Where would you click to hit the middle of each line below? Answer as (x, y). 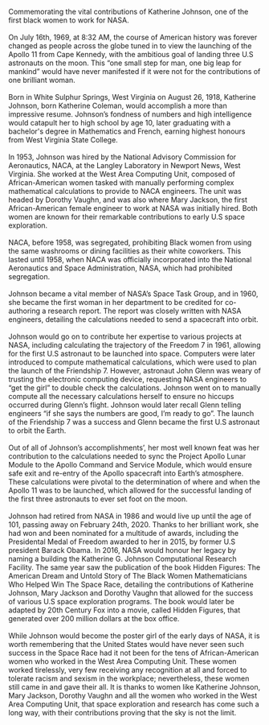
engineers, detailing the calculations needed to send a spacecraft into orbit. (133, 319)
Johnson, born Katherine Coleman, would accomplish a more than (118, 105)
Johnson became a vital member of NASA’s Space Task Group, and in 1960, (133, 294)
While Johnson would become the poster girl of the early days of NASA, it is (134, 636)
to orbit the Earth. (37, 430)
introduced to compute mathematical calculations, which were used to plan (132, 362)
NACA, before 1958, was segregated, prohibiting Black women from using (130, 242)
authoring (24, 311)
